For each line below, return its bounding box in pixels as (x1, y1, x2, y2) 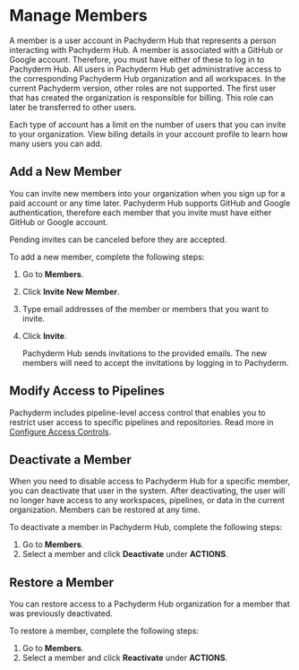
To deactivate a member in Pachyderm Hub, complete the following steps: (9, 522, 283, 533)
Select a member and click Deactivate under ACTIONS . (21, 549, 228, 560)
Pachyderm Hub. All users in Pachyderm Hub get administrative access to (9, 64, 282, 74)
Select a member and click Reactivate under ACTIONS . (21, 652, 228, 664)
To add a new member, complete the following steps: (9, 251, 205, 262)
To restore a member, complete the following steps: (9, 625, 200, 637)
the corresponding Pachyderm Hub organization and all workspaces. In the (9, 73, 286, 83)
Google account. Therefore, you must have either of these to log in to (9, 54, 265, 65)
